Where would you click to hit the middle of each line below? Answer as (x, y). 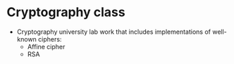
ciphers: (50, 39)
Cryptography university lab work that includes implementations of (113, 32)
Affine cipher (46, 46)
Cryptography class (66, 12)
